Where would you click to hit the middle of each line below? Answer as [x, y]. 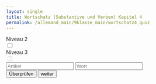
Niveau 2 [17, 39]
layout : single [25, 11]
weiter [47, 74]
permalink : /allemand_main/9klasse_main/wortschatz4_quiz [78, 22]
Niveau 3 [17, 52]
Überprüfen [21, 74]
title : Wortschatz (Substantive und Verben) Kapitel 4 [74, 17]
